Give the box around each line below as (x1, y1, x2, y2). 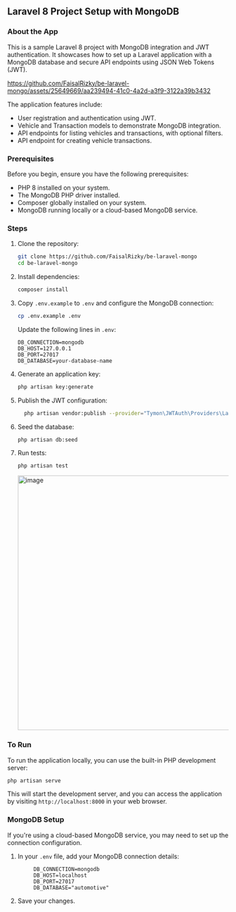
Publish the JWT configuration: (17, 396, 107, 405)
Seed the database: (17, 422, 74, 431)
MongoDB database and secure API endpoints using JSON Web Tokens (7, 58, 215, 66)
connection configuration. (7, 838, 82, 846)
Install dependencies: (17, 273, 80, 281)
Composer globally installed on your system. (17, 198, 147, 207)
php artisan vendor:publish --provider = (24, 409, 144, 417)
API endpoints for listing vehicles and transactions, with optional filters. (17, 128, 223, 137)
